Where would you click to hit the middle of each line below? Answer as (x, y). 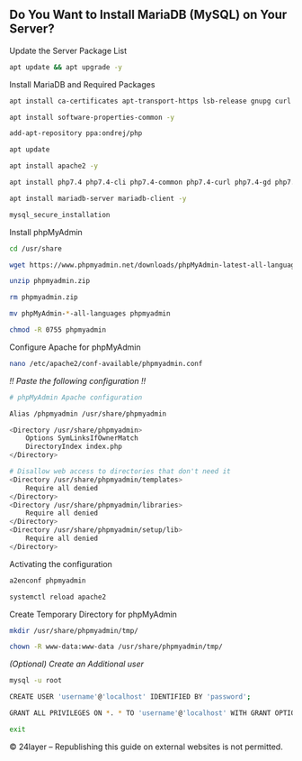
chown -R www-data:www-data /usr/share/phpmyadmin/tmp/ (116, 647)
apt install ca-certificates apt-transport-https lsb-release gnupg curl (151, 101)
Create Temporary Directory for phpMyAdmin (93, 614)
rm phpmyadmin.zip (44, 298)
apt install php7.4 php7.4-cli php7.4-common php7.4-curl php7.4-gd (140, 183)
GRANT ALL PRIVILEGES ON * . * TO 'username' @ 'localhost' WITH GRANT (140, 713)
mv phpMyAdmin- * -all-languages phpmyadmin (90, 314)
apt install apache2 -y (54, 166)
